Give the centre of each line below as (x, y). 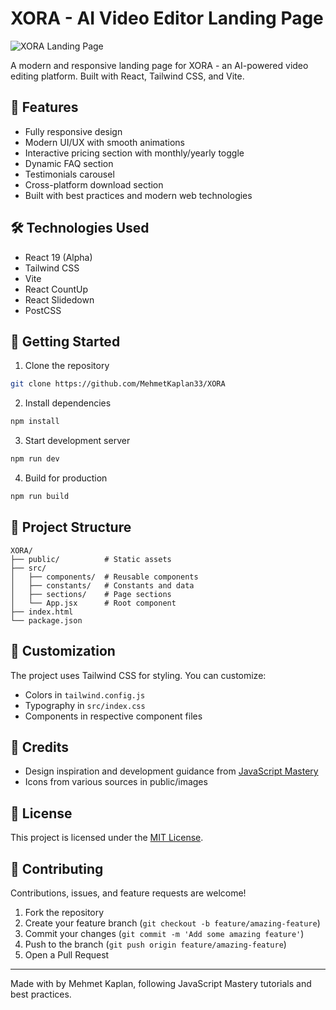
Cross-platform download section (94, 184)
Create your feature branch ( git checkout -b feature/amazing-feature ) (172, 923)
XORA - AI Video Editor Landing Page (167, 18)
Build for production (66, 478)
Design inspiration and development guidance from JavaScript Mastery (171, 771)
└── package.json (46, 620)
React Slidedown (59, 299)
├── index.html (42, 612)
